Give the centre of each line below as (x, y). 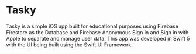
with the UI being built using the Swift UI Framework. (69, 45)
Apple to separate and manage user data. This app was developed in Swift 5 (98, 38)
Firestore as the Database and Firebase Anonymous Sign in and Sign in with (97, 32)
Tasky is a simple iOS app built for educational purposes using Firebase (92, 26)
